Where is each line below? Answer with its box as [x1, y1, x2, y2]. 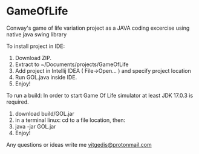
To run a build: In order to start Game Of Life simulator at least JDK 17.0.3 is [6, 92, 194, 99]
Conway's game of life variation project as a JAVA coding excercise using [6, 24, 190, 32]
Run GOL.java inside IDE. [15, 73, 77, 81]
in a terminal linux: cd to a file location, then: [15, 116, 126, 124]
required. [6, 98, 29, 105]
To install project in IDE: [6, 42, 65, 50]
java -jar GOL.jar [15, 122, 56, 130]
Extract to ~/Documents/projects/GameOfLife [15, 61, 129, 68]
